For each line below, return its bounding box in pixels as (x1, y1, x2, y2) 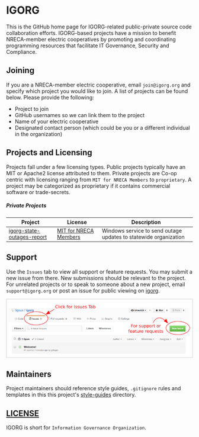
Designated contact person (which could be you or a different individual (14, 124, 191, 131)
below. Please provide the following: (6, 94, 95, 101)
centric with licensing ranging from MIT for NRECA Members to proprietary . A (6, 176, 192, 183)
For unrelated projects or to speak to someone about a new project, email (6, 281, 185, 288)
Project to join (14, 105, 49, 113)
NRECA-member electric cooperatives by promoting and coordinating (6, 36, 176, 43)
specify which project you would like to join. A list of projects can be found (6, 87, 188, 95)
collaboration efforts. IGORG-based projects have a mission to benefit (6, 29, 176, 36)
